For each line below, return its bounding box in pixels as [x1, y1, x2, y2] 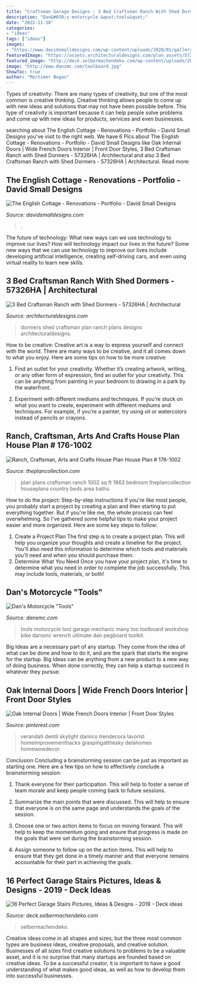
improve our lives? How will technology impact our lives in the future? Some [6, 240, 189, 247]
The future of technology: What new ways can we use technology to [6, 234, 172, 241]
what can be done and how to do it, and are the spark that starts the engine [6, 649, 189, 656]
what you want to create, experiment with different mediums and [14, 401, 171, 409]
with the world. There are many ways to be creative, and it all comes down [6, 348, 186, 355]
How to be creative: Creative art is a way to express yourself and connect [6, 341, 184, 348]
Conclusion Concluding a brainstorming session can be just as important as [6, 757, 189, 764]
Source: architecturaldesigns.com [6, 312, 88, 319]
